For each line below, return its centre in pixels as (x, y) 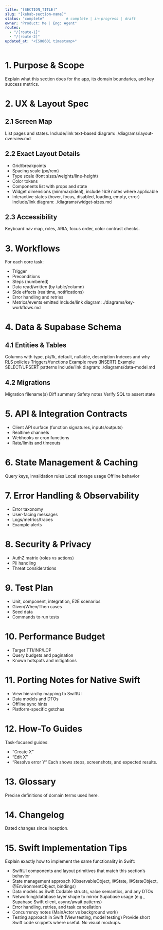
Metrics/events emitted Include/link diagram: (57, 302)
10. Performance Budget (55, 636)
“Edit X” (20, 757)
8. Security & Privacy (48, 545)
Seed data (22, 612)
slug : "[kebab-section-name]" (36, 14)
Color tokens (25, 181)
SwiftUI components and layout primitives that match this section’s (79, 871)
